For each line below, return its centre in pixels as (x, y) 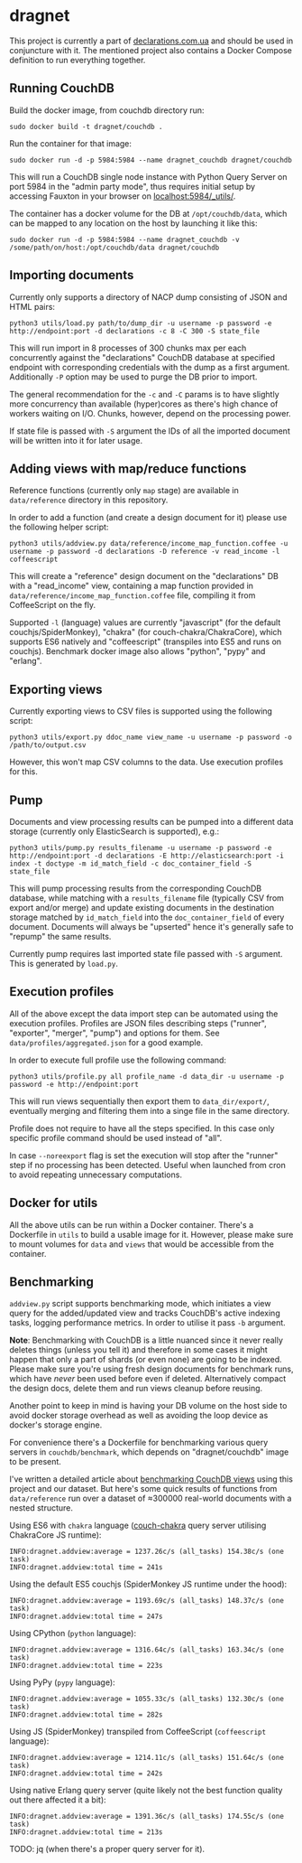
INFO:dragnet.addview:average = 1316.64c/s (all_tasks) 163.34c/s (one (146, 1650)
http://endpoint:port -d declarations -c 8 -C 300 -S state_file (134, 331)
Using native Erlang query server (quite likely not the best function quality (146, 1791)
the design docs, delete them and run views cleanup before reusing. (136, 1389)
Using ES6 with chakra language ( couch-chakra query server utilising (138, 1526)
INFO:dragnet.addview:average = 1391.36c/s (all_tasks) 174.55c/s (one (146, 1817)
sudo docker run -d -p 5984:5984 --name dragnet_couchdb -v (125, 239)
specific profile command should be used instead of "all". (116, 1137)
